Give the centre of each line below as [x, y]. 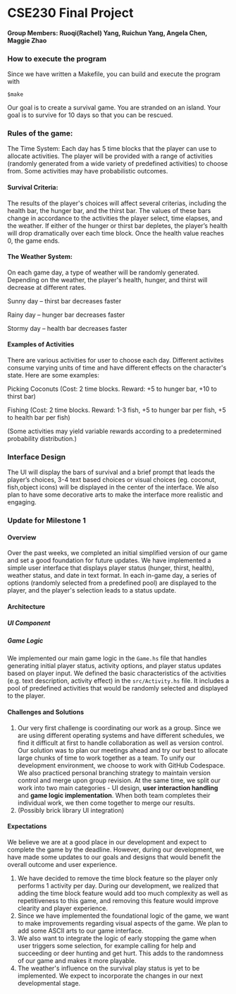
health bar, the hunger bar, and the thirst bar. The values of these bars [109, 210]
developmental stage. [49, 983]
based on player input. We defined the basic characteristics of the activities [117, 673]
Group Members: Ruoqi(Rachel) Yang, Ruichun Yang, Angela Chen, [107, 32]
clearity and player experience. [62, 908]
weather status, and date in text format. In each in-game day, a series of [112, 576]
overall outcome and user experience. [62, 864]
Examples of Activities [41, 344]
